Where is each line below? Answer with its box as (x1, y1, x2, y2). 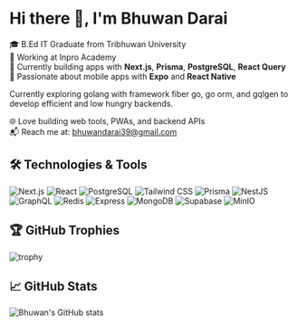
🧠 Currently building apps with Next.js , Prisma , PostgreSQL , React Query (9, 61, 287, 72)
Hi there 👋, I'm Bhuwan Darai (9, 8, 228, 29)
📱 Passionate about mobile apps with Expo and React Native (9, 71, 237, 81)
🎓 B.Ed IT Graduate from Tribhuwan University (9, 38, 187, 49)
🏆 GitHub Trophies (9, 223, 120, 238)
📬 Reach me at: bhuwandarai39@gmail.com (9, 126, 177, 137)
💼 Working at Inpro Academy (9, 52, 117, 62)
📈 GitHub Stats (9, 278, 98, 293)
